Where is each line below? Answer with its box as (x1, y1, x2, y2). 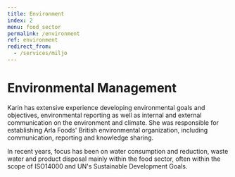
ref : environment (7, 37, 58, 44)
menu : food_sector (7, 23, 61, 30)
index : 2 (7, 17, 33, 24)
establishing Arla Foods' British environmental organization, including (7, 126, 208, 134)
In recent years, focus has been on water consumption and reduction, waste (7, 147, 229, 155)
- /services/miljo (13, 50, 68, 57)
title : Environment (7, 10, 65, 18)
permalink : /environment (7, 30, 80, 37)
